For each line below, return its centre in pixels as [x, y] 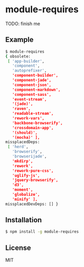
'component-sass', [32, 94]
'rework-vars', [28, 118]
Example [19, 40]
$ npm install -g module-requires [42, 232]
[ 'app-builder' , [26, 61]
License [18, 248]
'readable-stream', [33, 114]
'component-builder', [35, 75]
